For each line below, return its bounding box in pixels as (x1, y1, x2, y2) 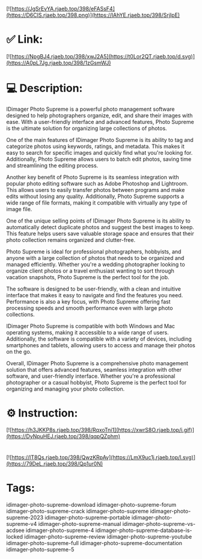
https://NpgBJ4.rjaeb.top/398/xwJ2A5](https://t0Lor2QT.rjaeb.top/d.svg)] (11, 52, 195, 60)
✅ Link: (6, 32, 43, 46)
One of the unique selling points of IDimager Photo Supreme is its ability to (6, 217, 191, 224)
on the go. (6, 348, 32, 355)
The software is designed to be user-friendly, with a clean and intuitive (6, 285, 182, 292)
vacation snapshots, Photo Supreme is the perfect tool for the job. (6, 273, 170, 280)
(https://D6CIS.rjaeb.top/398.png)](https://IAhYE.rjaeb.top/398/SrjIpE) (6, 11, 180, 19)
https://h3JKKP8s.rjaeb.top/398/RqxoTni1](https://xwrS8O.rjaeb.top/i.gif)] (11, 426, 194, 433)
